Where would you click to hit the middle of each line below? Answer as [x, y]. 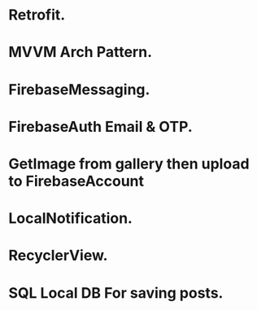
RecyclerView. [58, 256]
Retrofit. [37, 15]
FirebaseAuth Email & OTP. [100, 127]
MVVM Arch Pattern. [81, 52]
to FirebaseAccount [76, 181]
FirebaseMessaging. [79, 89]
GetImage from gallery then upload [129, 164]
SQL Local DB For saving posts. [116, 293]
